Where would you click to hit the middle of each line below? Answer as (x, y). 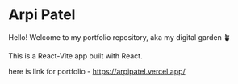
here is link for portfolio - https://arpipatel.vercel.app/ (97, 71)
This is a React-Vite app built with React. (75, 56)
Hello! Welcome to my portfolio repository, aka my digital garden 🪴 (120, 37)
